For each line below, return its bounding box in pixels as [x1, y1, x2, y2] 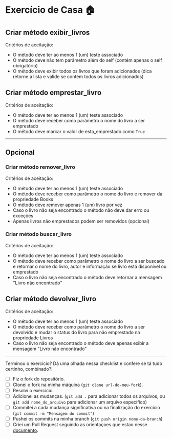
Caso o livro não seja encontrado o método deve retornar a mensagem [12, 274, 162, 280]
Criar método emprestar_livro [5, 88, 102, 97]
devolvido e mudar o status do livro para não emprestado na [12, 329, 140, 335]
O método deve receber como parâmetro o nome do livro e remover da [12, 191, 163, 197]
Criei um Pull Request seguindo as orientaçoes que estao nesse [12, 421, 147, 427]
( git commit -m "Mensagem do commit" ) [12, 410, 95, 416]
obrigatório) [12, 63, 38, 68]
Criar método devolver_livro [5, 295, 96, 303]
